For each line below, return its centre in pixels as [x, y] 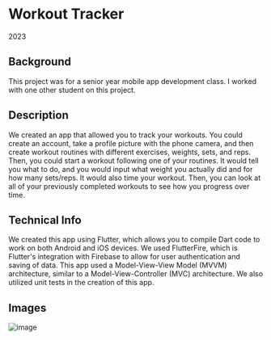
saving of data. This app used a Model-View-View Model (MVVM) [118, 265]
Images [28, 308]
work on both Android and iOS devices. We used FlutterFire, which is [123, 248]
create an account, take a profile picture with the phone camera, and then [131, 143]
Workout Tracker [66, 14]
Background [40, 62]
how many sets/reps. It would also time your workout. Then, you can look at [135, 178]
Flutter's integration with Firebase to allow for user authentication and [125, 257]
